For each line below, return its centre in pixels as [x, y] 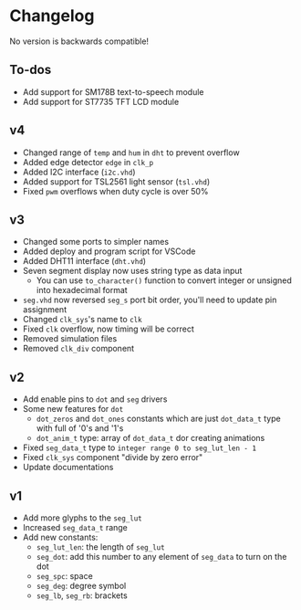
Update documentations [68, 468]
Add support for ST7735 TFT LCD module [101, 101]
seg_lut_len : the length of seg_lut [101, 547]
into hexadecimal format [82, 290]
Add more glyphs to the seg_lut [83, 518]
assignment [44, 310]
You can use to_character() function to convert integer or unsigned [164, 280]
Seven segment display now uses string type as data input [132, 271]
